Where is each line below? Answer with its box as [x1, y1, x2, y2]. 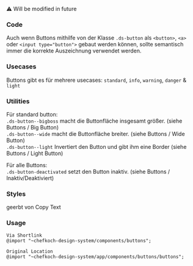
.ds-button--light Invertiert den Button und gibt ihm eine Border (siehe [6, 143, 187, 150]
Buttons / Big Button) [6, 123, 59, 131]
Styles [6, 189, 26, 198]
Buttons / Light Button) [6, 149, 64, 157]
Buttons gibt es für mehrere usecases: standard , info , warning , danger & [6, 76, 187, 84]
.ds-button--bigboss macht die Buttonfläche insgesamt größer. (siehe [6, 117, 183, 124]
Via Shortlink [6, 232, 43, 239]
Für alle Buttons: [6, 161, 48, 168]
